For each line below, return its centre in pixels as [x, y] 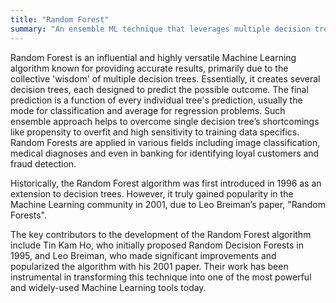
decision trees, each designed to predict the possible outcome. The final [159, 89]
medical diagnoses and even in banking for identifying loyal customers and [165, 153]
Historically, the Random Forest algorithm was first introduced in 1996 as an [166, 183]
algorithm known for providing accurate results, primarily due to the [149, 68]
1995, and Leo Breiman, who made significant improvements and [143, 255]
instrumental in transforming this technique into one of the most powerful [161, 277]
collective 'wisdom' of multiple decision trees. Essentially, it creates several [165, 78]
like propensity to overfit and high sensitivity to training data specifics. [155, 132]
